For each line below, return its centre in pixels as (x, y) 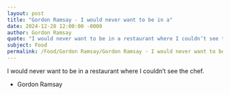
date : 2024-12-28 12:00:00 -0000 (55, 26)
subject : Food (27, 45)
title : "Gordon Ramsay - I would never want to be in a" (90, 20)
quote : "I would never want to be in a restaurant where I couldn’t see (113, 39)
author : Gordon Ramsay (39, 32)
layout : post (26, 13)
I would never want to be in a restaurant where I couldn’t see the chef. (106, 71)
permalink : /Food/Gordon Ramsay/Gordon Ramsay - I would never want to (111, 52)
